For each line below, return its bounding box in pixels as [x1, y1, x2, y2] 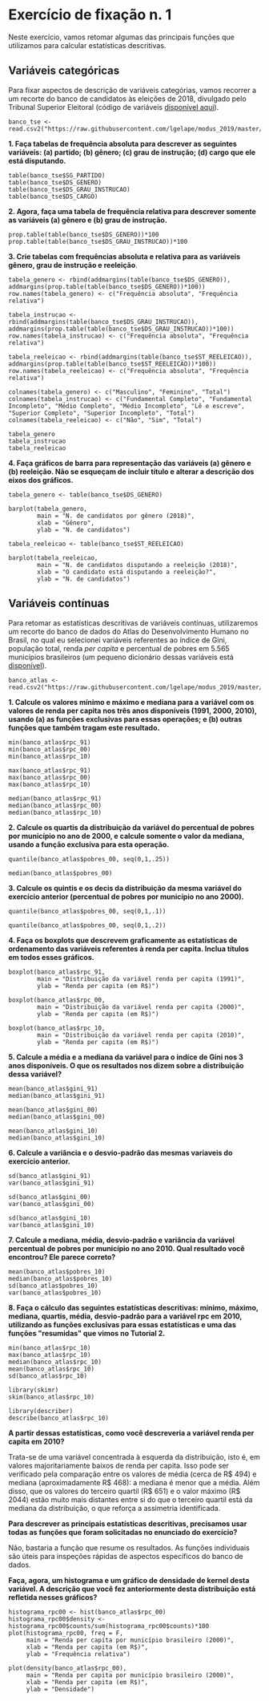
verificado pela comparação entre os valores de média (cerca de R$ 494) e [8, 1469, 258, 1479]
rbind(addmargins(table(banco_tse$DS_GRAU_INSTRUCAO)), [8, 318, 199, 326]
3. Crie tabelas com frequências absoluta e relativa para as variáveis [8, 251, 241, 261]
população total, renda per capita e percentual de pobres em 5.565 [8, 643, 230, 653]
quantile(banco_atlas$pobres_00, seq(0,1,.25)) [8, 855, 171, 863]
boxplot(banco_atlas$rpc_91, [8, 968, 106, 976]
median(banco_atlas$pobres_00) [8, 869, 113, 877]
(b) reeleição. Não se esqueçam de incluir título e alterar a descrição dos [8, 467, 255, 476]
